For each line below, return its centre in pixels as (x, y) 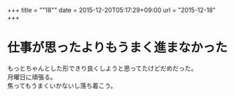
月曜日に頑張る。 (32, 77)
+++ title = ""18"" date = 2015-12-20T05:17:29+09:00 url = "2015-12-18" (111, 10)
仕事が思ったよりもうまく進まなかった (117, 48)
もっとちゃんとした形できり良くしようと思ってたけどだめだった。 (102, 68)
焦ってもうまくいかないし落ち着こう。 (62, 86)
